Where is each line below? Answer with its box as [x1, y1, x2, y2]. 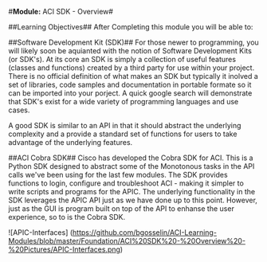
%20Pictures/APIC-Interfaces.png [8, 244, 121, 254]
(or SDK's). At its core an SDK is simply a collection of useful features [8, 55, 237, 64]
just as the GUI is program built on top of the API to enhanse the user [8, 204, 235, 213]
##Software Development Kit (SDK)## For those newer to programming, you [8, 37, 259, 47]
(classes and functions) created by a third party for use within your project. [8, 63, 255, 72]
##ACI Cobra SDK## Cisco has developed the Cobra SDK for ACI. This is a [8, 153, 253, 162]
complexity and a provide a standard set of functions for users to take [8, 129, 238, 139]
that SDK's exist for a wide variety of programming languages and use [8, 97, 239, 106]
